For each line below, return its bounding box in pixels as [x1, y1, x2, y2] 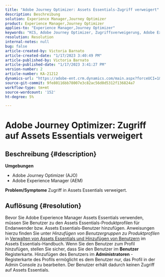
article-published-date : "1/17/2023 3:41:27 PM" [5, 62, 107, 67]
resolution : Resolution [5, 35, 54, 40]
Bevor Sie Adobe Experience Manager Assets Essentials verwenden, [5, 215, 144, 221]
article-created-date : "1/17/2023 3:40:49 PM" [5, 53, 102, 58]
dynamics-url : [5, 76, 34, 81]
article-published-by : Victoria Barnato [5, 58, 89, 63]
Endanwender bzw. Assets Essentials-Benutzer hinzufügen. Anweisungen [5, 225, 155, 231]
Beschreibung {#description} [5, 150, 97, 158]
